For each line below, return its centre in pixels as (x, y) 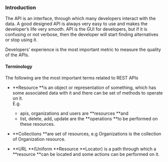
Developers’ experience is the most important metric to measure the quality (83, 50)
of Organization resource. (39, 139)
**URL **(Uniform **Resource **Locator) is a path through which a (84, 149)
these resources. (37, 124)
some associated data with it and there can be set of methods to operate (88, 93)
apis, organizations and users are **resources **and (74, 113)
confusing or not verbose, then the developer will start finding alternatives (82, 35)
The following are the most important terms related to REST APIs (72, 77)
